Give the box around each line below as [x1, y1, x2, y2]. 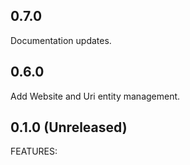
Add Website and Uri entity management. [10, 90, 181, 102]
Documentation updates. [10, 34, 112, 46]
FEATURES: [10, 145, 58, 158]
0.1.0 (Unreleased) [10, 119, 128, 136]
